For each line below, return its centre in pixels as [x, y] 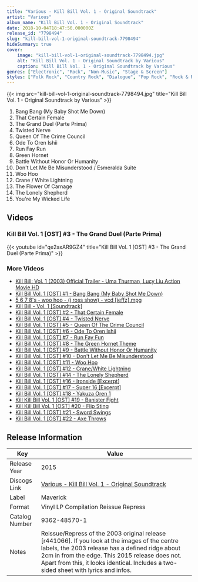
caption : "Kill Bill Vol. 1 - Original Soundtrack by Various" [96, 66]
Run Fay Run [31, 149]
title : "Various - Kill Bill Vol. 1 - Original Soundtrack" [82, 11]
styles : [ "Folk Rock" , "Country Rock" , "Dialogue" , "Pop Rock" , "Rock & [98, 77]
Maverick [54, 497]
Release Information [45, 437]
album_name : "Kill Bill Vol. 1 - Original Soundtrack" [75, 22]
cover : [15, 50]
